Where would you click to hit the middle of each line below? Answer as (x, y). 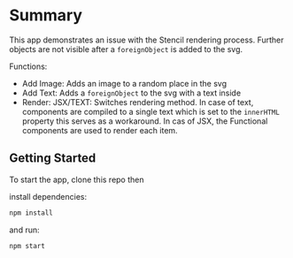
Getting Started (53, 159)
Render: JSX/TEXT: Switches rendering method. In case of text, (138, 102)
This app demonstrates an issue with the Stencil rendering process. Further (147, 40)
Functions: (28, 66)
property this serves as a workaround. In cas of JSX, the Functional (145, 121)
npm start (27, 246)
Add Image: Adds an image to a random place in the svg (124, 83)
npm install (31, 213)
